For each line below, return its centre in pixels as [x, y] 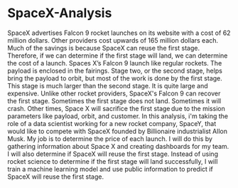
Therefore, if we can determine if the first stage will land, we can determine [118, 56]
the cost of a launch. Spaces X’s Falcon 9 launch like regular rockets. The [115, 63]
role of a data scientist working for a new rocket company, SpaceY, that [112, 123]
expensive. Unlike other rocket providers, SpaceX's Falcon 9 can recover [114, 93]
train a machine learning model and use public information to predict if [110, 169]
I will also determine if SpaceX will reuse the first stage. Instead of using [113, 154]
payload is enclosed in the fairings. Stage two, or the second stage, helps [115, 70]
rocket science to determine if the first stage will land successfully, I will [113, 161]
